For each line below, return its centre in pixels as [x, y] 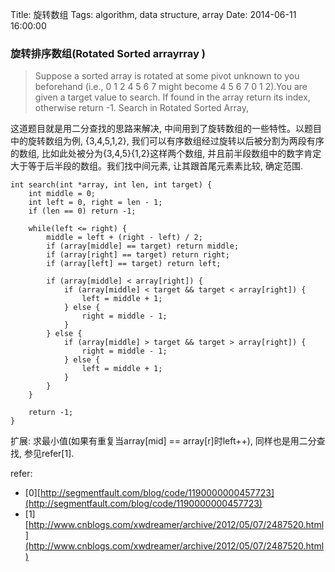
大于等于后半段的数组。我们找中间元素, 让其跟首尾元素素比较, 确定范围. [156, 166]
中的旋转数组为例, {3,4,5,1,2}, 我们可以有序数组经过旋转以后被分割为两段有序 [167, 141]
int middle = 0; [62, 194]
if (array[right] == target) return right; [138, 255]
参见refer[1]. [49, 454]
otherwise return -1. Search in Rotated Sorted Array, [141, 108]
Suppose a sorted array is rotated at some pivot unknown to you [167, 76]
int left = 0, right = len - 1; [95, 203]
